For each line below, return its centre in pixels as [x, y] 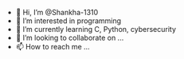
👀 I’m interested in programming [69, 21]
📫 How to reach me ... [53, 47]
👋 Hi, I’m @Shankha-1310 [57, 12]
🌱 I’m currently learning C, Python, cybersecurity [96, 29]
